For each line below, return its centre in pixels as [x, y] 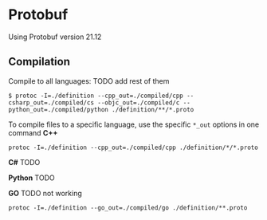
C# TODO [24, 162]
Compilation [39, 62]
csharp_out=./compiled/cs [51, 102]
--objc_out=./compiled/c [138, 102]
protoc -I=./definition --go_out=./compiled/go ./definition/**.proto [128, 208]
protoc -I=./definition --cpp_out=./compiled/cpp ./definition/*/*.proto [133, 147]
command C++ [33, 132]
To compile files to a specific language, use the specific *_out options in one [134, 124]
